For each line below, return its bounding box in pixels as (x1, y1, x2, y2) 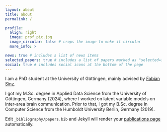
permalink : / (5, 16, 32, 21)
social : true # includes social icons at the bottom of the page (5, 62, 143, 67)
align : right (9, 30, 37, 35)
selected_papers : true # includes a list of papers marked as (5, 58, 137, 63)
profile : (5, 25, 23, 30)
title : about (5, 12, 32, 17)
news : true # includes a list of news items (5, 53, 99, 58)
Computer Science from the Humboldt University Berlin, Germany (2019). (5, 106, 155, 112)
